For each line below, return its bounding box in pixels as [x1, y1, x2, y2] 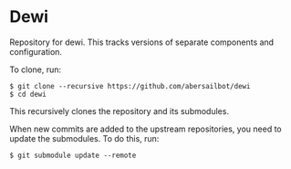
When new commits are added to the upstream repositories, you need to [9, 123, 282, 134]
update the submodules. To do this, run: [9, 132, 160, 143]
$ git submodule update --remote [9, 151, 137, 160]
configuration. [9, 46, 62, 57]
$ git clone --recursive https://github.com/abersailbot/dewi [9, 81, 251, 90]
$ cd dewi [9, 90, 47, 99]
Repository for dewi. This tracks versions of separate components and [9, 37, 275, 48]
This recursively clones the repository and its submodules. [9, 105, 230, 116]
